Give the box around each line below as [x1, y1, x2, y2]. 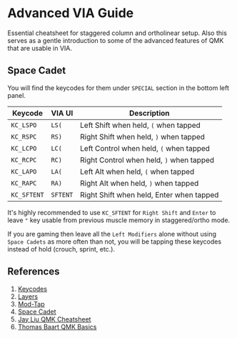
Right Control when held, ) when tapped [79, 155, 215, 165]
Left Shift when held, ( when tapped [79, 120, 201, 130]
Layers [17, 292, 38, 301]
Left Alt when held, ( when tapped [79, 166, 195, 177]
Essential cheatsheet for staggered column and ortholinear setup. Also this [7, 29, 227, 37]
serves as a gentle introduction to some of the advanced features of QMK [7, 36, 224, 44]
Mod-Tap [17, 299, 45, 308]
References [7, 266, 60, 278]
